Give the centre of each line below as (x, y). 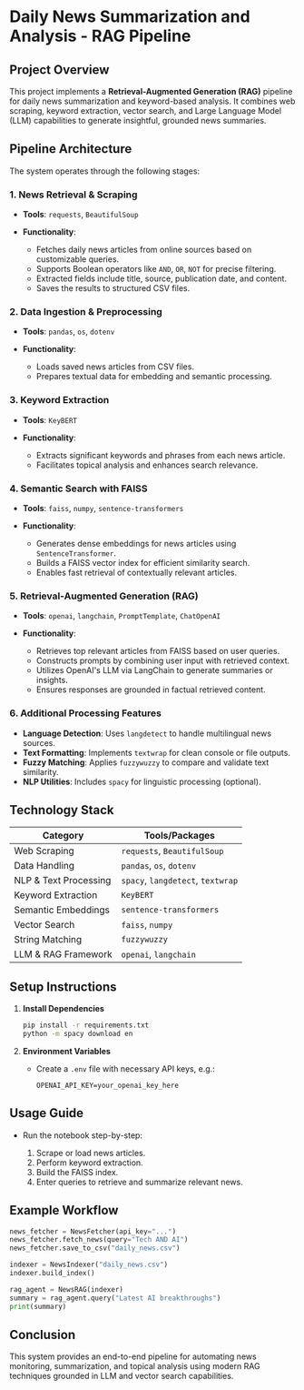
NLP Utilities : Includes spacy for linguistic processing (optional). (142, 781)
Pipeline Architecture (71, 149)
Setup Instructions (63, 987)
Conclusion (43, 1335)
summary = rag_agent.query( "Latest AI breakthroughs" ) (115, 1298)
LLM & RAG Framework (63, 954)
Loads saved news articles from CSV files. (115, 367)
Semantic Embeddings (62, 910)
